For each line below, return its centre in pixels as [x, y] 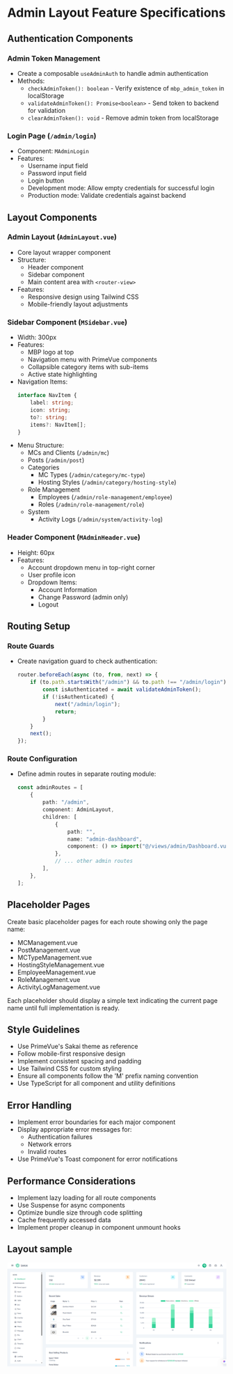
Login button [46, 181]
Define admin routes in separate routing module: [87, 774]
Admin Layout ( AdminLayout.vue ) [62, 237]
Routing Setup [39, 626]
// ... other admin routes [94, 861]
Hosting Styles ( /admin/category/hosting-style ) [107, 483]
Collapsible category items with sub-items [88, 367]
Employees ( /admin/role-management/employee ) [105, 497]
